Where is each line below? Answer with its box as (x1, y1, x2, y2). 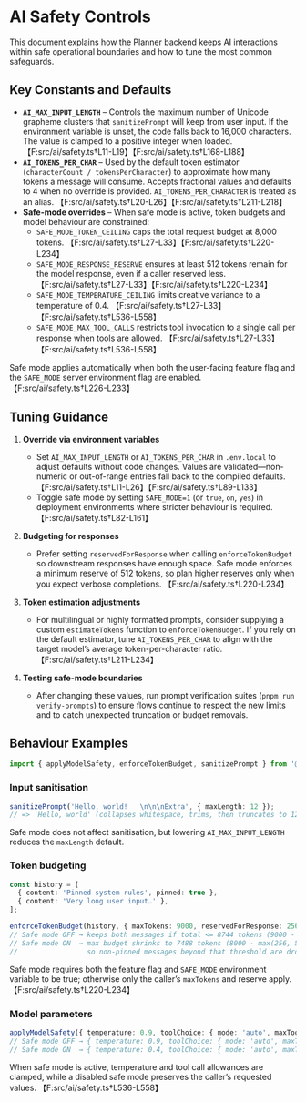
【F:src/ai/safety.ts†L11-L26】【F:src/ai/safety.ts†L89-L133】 (36, 481, 262, 493)
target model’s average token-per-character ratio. (36, 643, 223, 654)
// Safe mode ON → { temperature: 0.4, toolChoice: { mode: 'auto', (9, 1045, 280, 1054)
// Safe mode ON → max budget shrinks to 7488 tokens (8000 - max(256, (9, 938, 291, 948)
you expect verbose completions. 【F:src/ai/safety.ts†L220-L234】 (36, 578, 290, 589)
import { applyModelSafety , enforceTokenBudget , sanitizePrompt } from (9, 760, 287, 769)
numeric (36, 471, 68, 482)
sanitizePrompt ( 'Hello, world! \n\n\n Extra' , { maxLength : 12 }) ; (9, 801, 275, 811)
